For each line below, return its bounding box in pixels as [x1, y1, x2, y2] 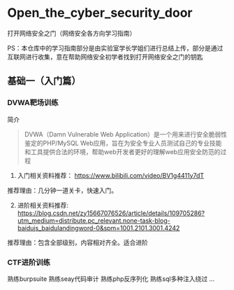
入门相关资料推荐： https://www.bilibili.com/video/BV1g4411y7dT [17, 171, 205, 179]
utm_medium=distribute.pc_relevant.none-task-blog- [17, 216, 170, 225]
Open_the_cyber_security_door [7, 5, 193, 21]
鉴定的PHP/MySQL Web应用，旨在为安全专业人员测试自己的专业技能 [24, 139, 222, 147]
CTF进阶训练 [7, 257, 51, 267]
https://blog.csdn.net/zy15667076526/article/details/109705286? [17, 209, 205, 217]
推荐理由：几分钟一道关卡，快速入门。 [7, 186, 117, 194]
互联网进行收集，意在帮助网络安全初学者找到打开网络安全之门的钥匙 [7, 53, 203, 61]
